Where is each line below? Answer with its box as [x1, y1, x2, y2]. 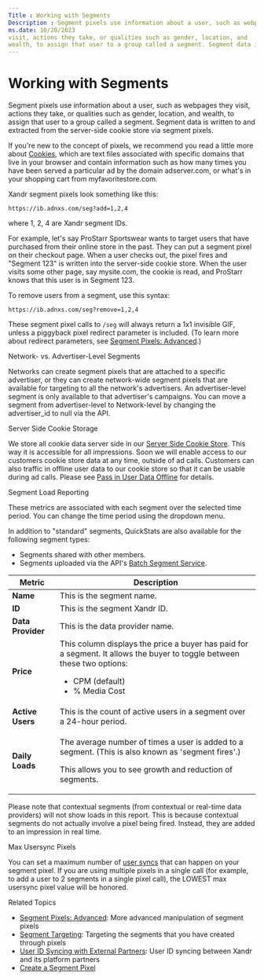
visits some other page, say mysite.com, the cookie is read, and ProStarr [8, 267, 244, 277]
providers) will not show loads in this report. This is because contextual [8, 810, 239, 820]
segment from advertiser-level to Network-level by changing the [8, 400, 216, 409]
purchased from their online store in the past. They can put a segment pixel [8, 242, 252, 251]
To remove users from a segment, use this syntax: [8, 291, 170, 300]
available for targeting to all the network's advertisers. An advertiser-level [8, 384, 246, 393]
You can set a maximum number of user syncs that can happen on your [8, 857, 240, 867]
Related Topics [8, 897, 57, 908]
